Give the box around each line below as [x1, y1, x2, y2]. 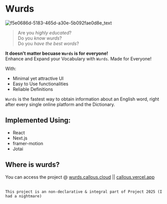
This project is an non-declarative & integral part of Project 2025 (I [5, 189, 162, 194]
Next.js [12, 135, 28, 141]
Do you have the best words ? [17, 40, 79, 46]
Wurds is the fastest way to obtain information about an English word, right [5, 96, 159, 102]
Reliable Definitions [12, 86, 53, 92]
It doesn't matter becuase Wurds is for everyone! [5, 50, 108, 56]
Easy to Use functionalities [12, 81, 69, 87]
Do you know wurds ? [17, 35, 62, 41]
